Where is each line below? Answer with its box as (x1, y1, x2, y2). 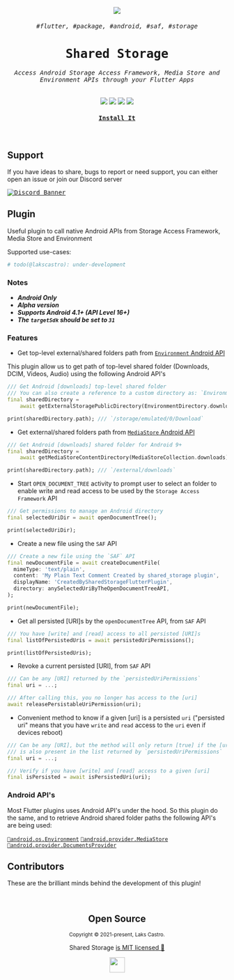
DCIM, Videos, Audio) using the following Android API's (7, 370, 166, 378)
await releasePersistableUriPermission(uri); (7, 701, 141, 708)
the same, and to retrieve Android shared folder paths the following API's (7, 814, 217, 822)
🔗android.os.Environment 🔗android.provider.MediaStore (7, 836, 169, 843)
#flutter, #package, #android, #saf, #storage (36, 22, 198, 30)
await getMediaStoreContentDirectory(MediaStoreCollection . (19, 454, 198, 461)
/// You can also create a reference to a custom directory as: (7, 390, 198, 397)
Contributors (7, 860, 65, 872)
